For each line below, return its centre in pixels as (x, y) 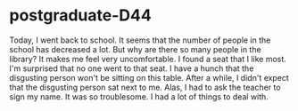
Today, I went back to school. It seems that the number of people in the (140, 40)
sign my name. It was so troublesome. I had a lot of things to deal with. (139, 96)
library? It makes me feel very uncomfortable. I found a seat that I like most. (148, 59)
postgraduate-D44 (80, 16)
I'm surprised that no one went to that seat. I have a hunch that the (132, 68)
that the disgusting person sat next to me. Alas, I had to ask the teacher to (145, 87)
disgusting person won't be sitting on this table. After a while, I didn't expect (149, 77)
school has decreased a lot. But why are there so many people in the (135, 49)
